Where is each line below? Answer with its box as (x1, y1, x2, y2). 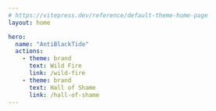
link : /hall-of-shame (28, 91, 100, 98)
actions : (15, 48, 44, 55)
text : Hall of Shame (28, 84, 96, 91)
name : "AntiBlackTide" (15, 40, 89, 48)
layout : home (8, 19, 51, 27)
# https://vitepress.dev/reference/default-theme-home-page (8, 11, 209, 20)
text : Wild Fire (28, 62, 82, 70)
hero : (8, 33, 26, 41)
